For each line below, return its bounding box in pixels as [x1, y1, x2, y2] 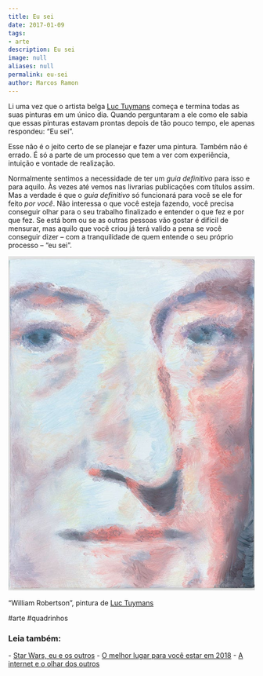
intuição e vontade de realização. [8, 158, 116, 168]
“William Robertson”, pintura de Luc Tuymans [8, 597, 154, 608]
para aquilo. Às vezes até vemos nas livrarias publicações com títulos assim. [8, 181, 255, 192]
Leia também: [8, 633, 61, 644]
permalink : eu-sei [8, 71, 68, 79]
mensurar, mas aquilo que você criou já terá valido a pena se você [8, 224, 222, 233]
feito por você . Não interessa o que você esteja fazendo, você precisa [8, 199, 235, 208]
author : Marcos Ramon [8, 79, 79, 86]
